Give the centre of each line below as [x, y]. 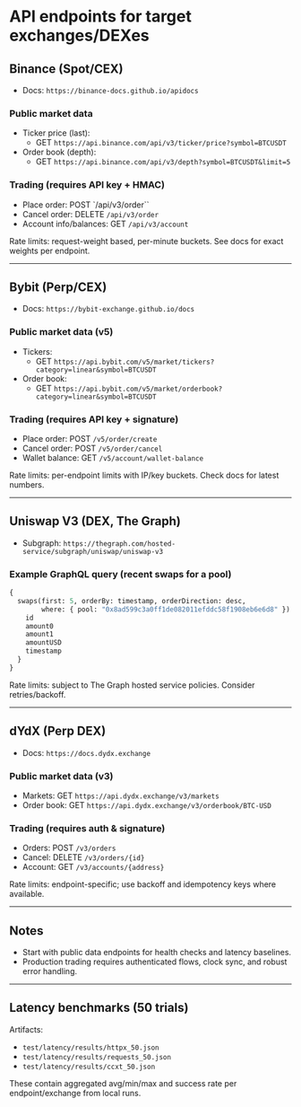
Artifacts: [26, 1029]
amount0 [39, 626]
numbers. [27, 485]
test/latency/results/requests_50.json [97, 1057]
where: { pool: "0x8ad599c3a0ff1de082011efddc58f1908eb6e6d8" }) [166, 609]
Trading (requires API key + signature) [94, 419]
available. [27, 894]
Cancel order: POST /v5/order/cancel [92, 448]
